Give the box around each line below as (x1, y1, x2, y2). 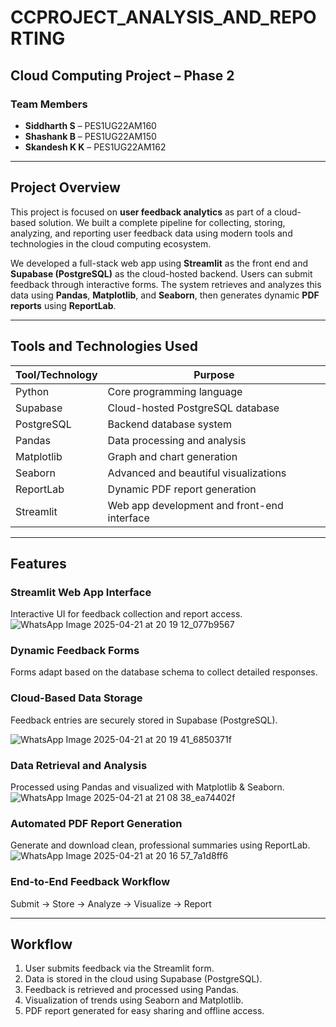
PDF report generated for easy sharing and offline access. (24, 1005, 265, 1017)
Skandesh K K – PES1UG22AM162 (24, 141, 167, 153)
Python (15, 384, 50, 398)
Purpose (193, 367, 235, 381)
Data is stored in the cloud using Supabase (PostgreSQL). (24, 973, 263, 985)
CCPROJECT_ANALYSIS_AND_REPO (10, 6, 317, 29)
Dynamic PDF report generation (107, 482, 257, 496)
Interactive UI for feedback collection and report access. (10, 608, 243, 620)
